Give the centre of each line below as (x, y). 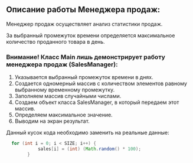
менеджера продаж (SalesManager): (62, 64)
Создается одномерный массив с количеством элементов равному (101, 84)
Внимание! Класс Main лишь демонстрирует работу (86, 57)
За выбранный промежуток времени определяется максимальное (91, 35)
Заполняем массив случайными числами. (68, 96)
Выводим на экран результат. (52, 121)
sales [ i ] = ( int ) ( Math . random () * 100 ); (89, 149)
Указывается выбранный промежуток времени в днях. (84, 77)
